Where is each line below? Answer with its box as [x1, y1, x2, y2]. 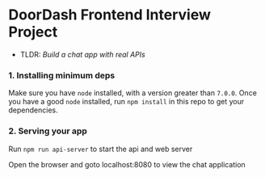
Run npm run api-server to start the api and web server [8, 144, 193, 154]
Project [8, 23, 58, 41]
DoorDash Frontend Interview [8, 6, 212, 24]
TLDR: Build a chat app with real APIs [19, 49, 145, 59]
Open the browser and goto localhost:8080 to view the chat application [8, 159, 246, 169]
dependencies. [8, 105, 58, 115]
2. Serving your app [8, 125, 87, 137]
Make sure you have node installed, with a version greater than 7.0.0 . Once [8, 88, 257, 98]
